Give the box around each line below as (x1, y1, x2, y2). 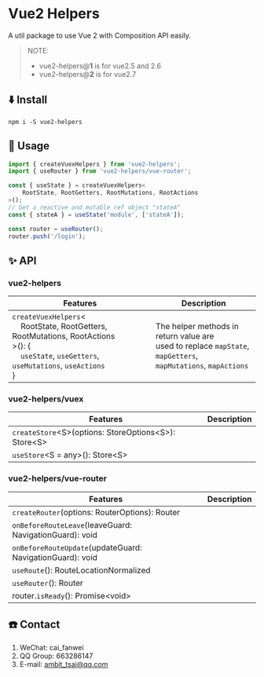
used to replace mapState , (156, 341, 250, 352)
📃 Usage (8, 139, 49, 153)
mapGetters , (156, 350, 199, 361)
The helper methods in (156, 321, 240, 332)
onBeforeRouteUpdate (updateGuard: (12, 542, 143, 553)
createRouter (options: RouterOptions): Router (12, 507, 181, 518)
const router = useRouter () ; (8, 225, 104, 232)
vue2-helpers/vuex (8, 393, 84, 404)
